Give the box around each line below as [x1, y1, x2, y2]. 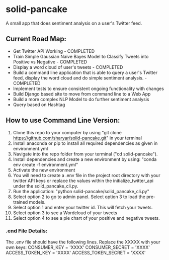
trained [13, 199, 28, 205]
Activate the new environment [13, 167, 75, 173]
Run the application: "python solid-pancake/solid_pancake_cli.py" [13, 188, 150, 194]
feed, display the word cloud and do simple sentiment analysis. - [13, 74, 147, 81]
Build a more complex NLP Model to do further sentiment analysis [13, 96, 149, 102]
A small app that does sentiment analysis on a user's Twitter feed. [6, 20, 142, 26]
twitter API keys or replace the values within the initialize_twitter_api [13, 178, 154, 184]
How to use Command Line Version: [6, 116, 120, 125]
